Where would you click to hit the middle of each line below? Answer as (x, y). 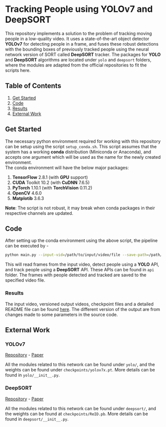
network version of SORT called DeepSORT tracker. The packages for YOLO (83, 54)
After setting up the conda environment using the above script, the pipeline (82, 241)
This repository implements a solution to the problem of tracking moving (79, 33)
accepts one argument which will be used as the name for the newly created (83, 157)
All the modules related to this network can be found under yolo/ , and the (80, 365)
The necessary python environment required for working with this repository (83, 141)
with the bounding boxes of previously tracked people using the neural (77, 49)
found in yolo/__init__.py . (33, 375)
